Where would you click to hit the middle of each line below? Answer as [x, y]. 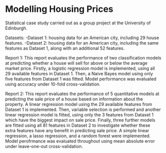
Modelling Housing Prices [59, 9]
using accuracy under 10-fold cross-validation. [53, 84]
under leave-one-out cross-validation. [44, 146]
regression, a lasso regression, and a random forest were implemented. [78, 136]
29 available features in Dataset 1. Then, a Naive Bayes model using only [79, 73]
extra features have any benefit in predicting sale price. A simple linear [77, 130]
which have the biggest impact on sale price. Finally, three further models [80, 120]
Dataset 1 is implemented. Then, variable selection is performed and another [83, 109]
